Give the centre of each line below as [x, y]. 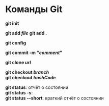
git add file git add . [26, 33]
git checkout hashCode [31, 77]
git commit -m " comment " [34, 52]
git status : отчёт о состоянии [37, 87]
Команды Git [34, 9]
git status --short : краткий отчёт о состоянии [55, 98]
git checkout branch [27, 72]
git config [16, 43]
